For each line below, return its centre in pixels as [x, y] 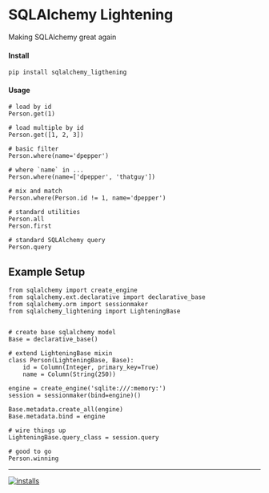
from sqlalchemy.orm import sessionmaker [78, 305]
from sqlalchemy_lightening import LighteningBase [94, 311]
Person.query [30, 247]
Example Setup [47, 271]
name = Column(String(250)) [69, 374]
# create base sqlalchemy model [62, 333]
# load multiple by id [46, 128]
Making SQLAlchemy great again [62, 37]
